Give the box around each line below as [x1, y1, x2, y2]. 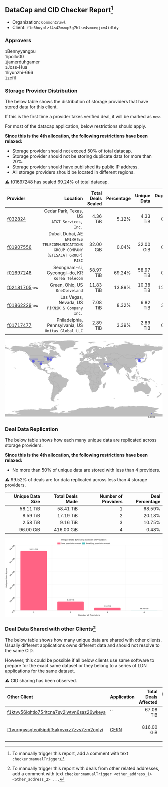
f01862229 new [7, 302, 39, 308]
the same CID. [5, 647, 34, 653]
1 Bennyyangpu [5, 48, 36, 54]
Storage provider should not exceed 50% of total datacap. [12, 148, 132, 154]
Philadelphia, [56, 317, 83, 323]
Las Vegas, [60, 294, 83, 300]
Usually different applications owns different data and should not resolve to [5, 642, 160, 648]
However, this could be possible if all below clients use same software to [5, 657, 155, 663]
